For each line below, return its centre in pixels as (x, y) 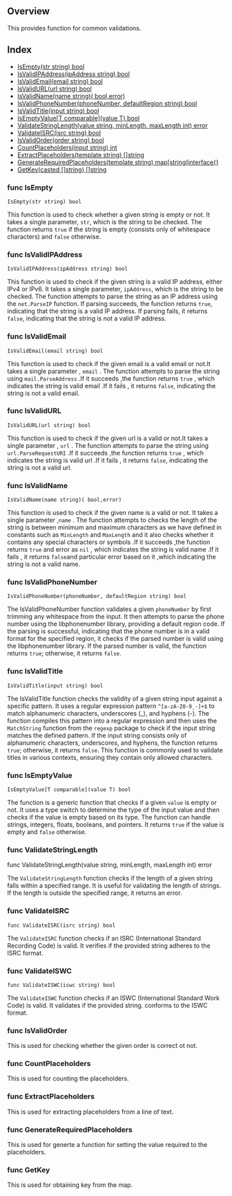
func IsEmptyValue (40, 775)
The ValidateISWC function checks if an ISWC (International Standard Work (113, 998)
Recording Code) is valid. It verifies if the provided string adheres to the (109, 945)
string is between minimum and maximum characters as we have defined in (115, 527)
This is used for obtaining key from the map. (70, 1185)
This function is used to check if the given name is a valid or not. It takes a (113, 513)
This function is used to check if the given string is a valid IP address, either (115, 282)
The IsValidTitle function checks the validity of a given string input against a (115, 698)
